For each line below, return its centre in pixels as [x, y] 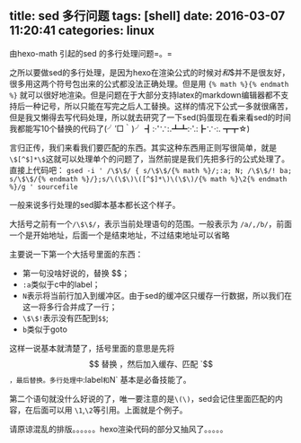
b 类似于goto [44, 329]
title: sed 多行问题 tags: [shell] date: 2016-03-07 [147, 16]
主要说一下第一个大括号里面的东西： [76, 254]
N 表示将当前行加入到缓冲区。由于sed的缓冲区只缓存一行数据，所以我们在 [157, 295]
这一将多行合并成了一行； [70, 307]
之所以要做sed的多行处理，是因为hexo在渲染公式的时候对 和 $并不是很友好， [150, 72]
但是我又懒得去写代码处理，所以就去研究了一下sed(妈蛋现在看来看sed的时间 [150, 117]
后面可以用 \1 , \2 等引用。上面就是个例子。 [110, 410]
